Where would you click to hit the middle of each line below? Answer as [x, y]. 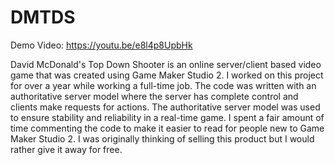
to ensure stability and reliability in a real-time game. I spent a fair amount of [167, 117]
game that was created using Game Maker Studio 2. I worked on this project [167, 75]
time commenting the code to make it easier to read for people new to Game [167, 128]
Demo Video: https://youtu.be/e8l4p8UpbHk [101, 45]
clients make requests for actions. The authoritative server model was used [165, 107]
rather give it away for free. [66, 149]
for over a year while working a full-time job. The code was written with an [163, 85]
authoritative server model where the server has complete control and [154, 96]
